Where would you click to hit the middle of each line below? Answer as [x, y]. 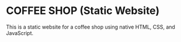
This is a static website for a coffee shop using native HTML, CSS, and [90, 27]
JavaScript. [20, 33]
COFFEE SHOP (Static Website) [83, 11]
